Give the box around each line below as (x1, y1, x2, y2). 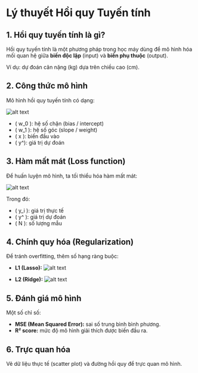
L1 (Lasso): (14, 264, 42, 271)
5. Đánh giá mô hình (6, 293, 82, 303)
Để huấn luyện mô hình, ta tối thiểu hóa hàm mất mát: (6, 172, 138, 179)
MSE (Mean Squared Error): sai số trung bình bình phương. (14, 320, 161, 328)
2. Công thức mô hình (6, 81, 88, 91)
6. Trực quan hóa (6, 344, 70, 354)
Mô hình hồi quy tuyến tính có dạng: (6, 96, 95, 104)
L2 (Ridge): (14, 276, 44, 283)
